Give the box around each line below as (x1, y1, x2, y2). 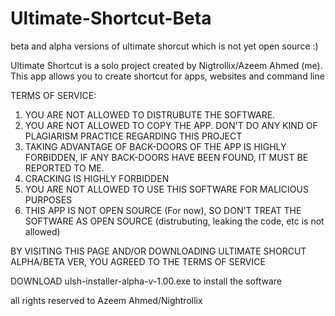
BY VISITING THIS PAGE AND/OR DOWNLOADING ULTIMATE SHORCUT (10, 245, 307, 257)
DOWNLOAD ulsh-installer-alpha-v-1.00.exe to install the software (10, 275, 282, 287)
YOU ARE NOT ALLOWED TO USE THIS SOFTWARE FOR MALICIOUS (24, 183, 309, 195)
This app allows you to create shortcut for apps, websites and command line (10, 70, 325, 82)
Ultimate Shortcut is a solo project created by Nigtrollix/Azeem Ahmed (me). (10, 59, 323, 71)
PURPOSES (24, 193, 73, 206)
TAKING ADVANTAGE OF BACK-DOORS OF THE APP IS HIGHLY (24, 140, 287, 152)
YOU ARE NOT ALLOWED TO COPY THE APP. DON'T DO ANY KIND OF (24, 119, 318, 131)
